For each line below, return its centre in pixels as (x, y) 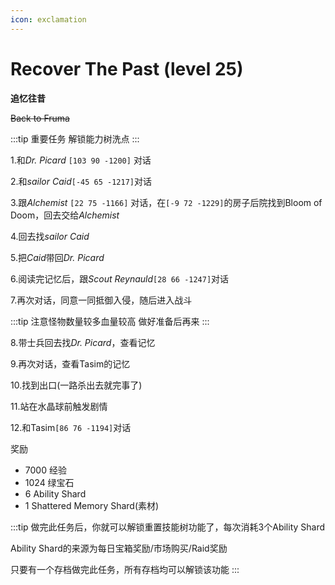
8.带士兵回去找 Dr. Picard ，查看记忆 (83, 342)
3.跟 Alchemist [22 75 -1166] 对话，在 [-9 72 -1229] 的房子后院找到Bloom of (166, 202)
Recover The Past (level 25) (127, 68)
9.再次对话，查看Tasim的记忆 (70, 363)
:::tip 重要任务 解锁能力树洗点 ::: (75, 138)
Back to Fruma (40, 118)
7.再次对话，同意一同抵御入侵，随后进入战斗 (101, 300)
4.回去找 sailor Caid (50, 236)
